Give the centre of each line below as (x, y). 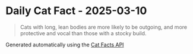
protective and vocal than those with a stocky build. (83, 33)
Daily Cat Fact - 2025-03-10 (76, 11)
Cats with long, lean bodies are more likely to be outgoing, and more (104, 27)
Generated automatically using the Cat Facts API (65, 45)
